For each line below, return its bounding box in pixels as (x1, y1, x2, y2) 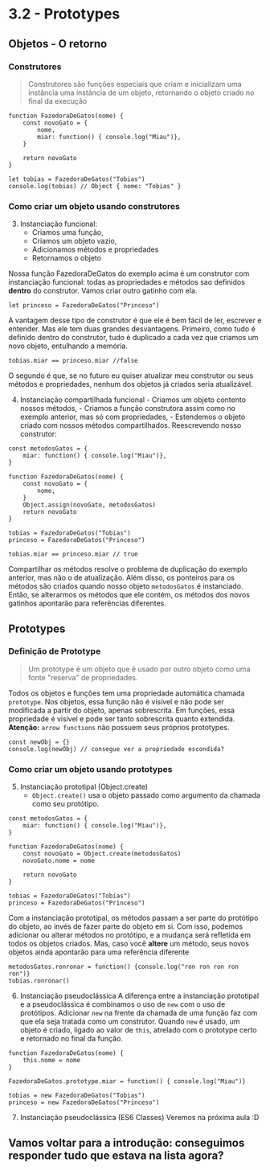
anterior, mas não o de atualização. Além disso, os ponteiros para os (8, 573, 235, 583)
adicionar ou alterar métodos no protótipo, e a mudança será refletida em (8, 930, 252, 940)
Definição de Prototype (8, 646, 101, 657)
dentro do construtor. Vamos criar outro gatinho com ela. (8, 286, 198, 296)
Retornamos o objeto (31, 253, 102, 263)
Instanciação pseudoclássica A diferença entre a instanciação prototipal (19, 991, 260, 1001)
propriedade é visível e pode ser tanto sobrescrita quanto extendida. (8, 713, 235, 724)
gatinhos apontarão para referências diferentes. (8, 598, 166, 608)
